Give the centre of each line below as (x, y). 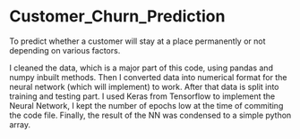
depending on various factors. (65, 50)
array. (20, 124)
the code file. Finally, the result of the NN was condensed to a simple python (150, 115)
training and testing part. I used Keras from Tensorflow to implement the (142, 96)
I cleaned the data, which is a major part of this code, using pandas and (141, 68)
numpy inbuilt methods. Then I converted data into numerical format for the (148, 77)
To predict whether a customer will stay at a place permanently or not (137, 41)
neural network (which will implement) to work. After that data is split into (144, 86)
